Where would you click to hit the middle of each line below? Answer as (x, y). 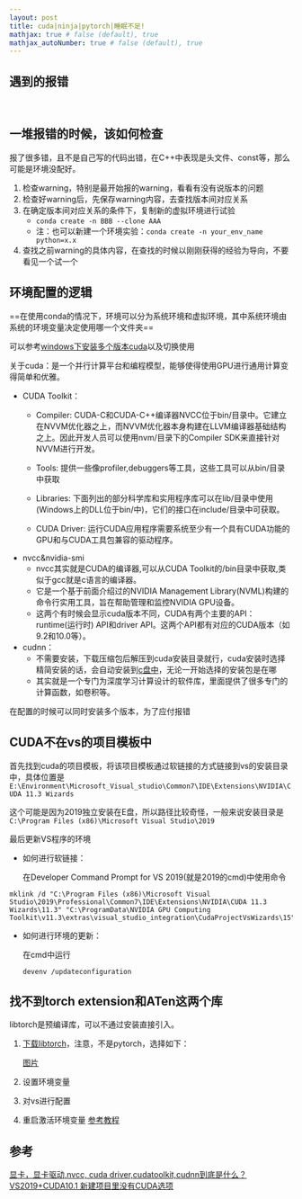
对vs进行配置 (47, 1101)
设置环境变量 (46, 1082)
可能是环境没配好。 (45, 168)
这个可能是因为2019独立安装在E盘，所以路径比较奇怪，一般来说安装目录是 (147, 811)
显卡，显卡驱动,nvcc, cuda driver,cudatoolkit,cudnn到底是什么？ (128, 1175)
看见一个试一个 (50, 261)
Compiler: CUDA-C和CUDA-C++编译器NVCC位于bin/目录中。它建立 (161, 415)
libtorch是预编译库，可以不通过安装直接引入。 (94, 1025)
